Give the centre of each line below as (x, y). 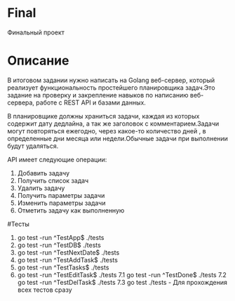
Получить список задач (53, 180)
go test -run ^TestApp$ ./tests (61, 237)
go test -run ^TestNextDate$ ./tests (68, 252)
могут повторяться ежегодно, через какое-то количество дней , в (107, 131)
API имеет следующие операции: (57, 159)
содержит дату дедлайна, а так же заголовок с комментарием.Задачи (113, 123)
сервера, (21, 102)
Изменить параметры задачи (61, 203)
